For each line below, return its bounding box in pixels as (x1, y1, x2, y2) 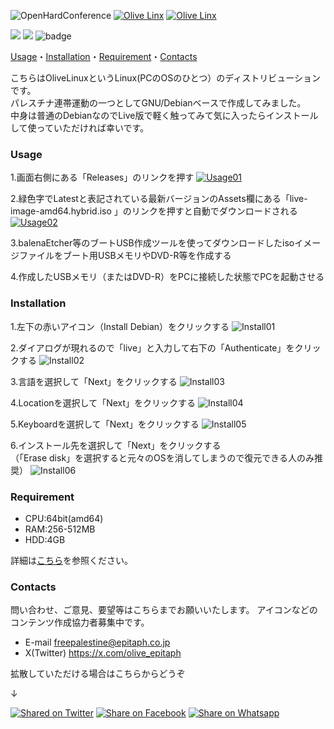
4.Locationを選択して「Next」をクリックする (10, 396, 197, 409)
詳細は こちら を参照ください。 (10, 554, 133, 566)
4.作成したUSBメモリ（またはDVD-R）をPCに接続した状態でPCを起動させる (10, 271, 325, 283)
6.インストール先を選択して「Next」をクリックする (10, 439, 222, 451)
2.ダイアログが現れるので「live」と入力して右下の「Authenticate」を (10, 341, 295, 354)
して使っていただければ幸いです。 (10, 122, 150, 134)
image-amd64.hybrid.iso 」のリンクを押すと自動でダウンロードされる (10, 205, 298, 217)
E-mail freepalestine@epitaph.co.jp (24, 636, 171, 649)
